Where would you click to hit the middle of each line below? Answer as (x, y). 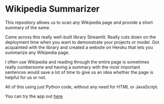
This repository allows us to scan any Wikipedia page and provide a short (79, 22)
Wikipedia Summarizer (52, 9)
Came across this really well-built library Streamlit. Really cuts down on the (81, 37)
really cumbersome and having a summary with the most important (73, 67)
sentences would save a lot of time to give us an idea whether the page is (79, 72)
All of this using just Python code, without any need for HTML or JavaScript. (82, 87)
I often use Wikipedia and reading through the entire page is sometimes (77, 62)
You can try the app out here (34, 96)
